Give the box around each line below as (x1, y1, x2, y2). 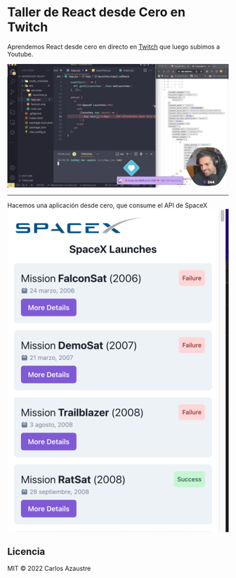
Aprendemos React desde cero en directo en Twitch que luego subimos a (7, 42, 220, 51)
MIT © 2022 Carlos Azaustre (7, 564, 91, 573)
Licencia (7, 546, 46, 558)
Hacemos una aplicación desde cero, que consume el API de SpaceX (7, 201, 208, 210)
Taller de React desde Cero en (7, 4, 186, 20)
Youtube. (7, 50, 34, 58)
